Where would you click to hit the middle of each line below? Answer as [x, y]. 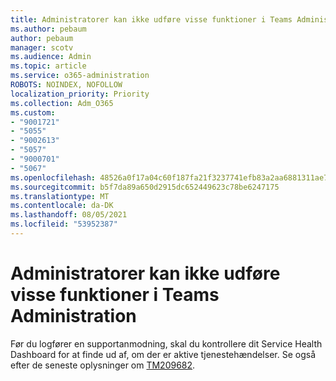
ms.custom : [33, 112]
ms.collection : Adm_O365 [62, 103]
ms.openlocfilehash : [53, 177]
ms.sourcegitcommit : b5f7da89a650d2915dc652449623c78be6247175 [145, 187]
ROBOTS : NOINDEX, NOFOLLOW [66, 85]
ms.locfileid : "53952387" [64, 224]
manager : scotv [42, 47]
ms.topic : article [48, 66]
